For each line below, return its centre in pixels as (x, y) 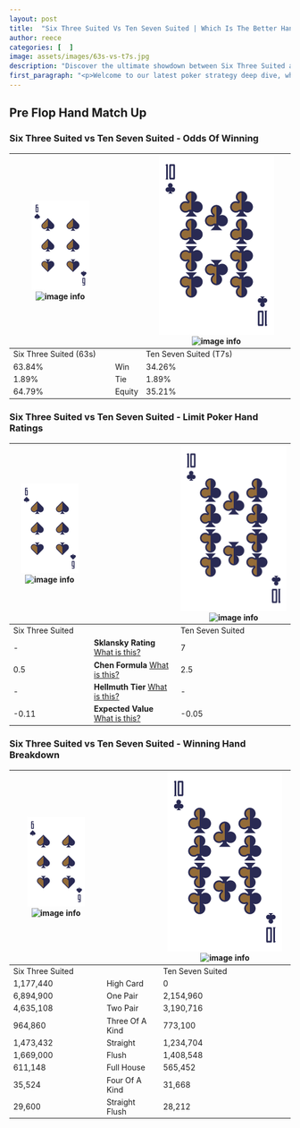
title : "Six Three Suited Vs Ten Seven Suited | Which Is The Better (143, 28)
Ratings (26, 428)
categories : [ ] (42, 47)
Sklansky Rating (125, 643)
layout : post (33, 19)
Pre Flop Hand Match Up (78, 113)
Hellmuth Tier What (130, 687)
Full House (126, 1068)
